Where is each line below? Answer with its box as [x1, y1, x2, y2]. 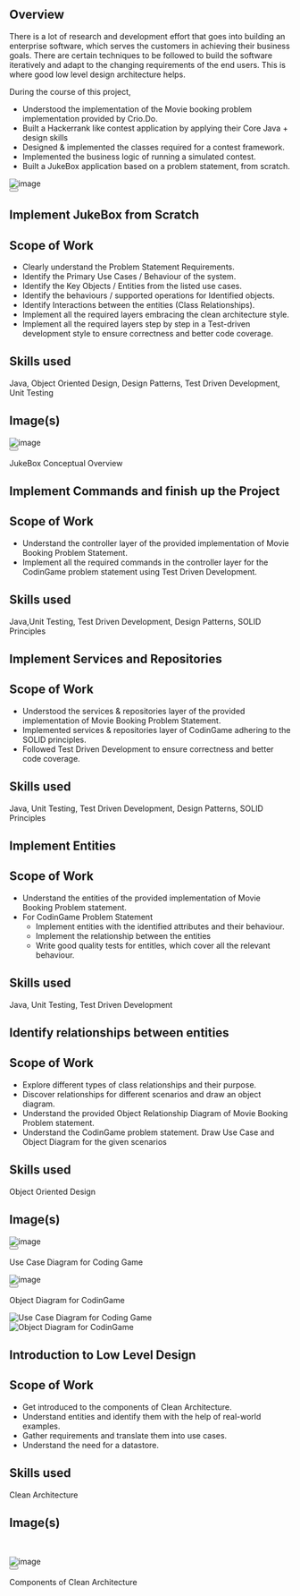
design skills [21, 132, 69, 142]
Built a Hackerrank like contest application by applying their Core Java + [21, 123, 288, 133]
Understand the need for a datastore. [21, 1439, 159, 1450]
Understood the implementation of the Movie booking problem [21, 103, 253, 115]
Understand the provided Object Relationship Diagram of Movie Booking [21, 1107, 288, 1118]
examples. [21, 1421, 61, 1431]
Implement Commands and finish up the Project [9, 483, 280, 499]
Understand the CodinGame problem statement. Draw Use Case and [21, 1127, 275, 1138]
